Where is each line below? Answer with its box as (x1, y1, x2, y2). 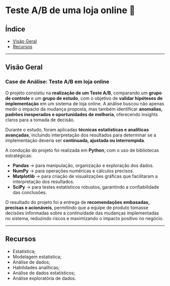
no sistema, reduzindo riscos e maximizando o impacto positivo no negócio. (5, 215, 164, 221)
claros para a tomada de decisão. (5, 117, 75, 123)
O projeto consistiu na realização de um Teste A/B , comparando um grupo (5, 90, 162, 96)
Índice (5, 25, 25, 33)
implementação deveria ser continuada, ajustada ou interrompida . (5, 137, 146, 144)
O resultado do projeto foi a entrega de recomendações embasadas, (5, 199, 150, 205)
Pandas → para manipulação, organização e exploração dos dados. (12, 162, 154, 168)
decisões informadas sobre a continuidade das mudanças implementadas (5, 210, 159, 216)
